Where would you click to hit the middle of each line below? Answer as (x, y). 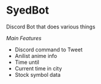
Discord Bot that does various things (51, 27)
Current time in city (38, 68)
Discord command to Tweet (49, 49)
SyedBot (28, 10)
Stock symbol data (37, 75)
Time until (27, 62)
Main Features (24, 38)
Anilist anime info (36, 56)
